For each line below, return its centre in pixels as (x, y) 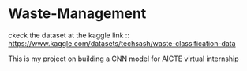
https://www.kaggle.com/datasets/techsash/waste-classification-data (122, 43)
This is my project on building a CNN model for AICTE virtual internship (123, 59)
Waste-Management (77, 14)
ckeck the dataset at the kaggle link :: (69, 35)
